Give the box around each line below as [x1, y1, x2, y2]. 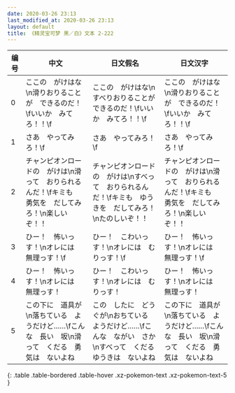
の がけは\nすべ [92, 172, 148, 182]
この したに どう [92, 300, 156, 310]
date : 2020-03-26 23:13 [7, 10, 77, 17]
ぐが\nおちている [92, 310, 149, 320]
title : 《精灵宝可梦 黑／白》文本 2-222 [7, 29, 114, 37]
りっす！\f [92, 253, 126, 263]
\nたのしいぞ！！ [92, 214, 149, 224]
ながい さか [113, 331, 156, 341]
